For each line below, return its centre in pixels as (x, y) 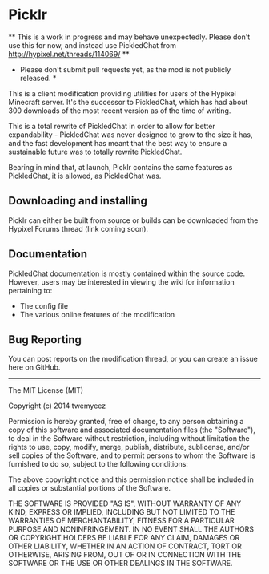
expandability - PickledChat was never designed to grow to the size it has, (130, 135)
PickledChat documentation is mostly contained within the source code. (127, 273)
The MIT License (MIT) (46, 390)
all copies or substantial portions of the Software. (89, 488)
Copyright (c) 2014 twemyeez (57, 406)
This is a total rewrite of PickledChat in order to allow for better (112, 126)
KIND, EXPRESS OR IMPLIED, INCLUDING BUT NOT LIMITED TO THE (122, 512)
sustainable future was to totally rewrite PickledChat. (95, 152)
